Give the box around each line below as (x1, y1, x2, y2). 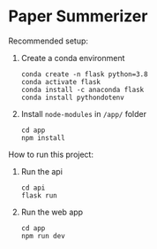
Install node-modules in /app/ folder (20, 108, 147, 119)
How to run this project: (8, 149, 94, 160)
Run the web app (20, 206, 84, 217)
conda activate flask (20, 77, 101, 86)
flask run (20, 191, 58, 200)
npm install (20, 133, 65, 143)
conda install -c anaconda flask (20, 85, 145, 94)
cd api (20, 183, 46, 192)
